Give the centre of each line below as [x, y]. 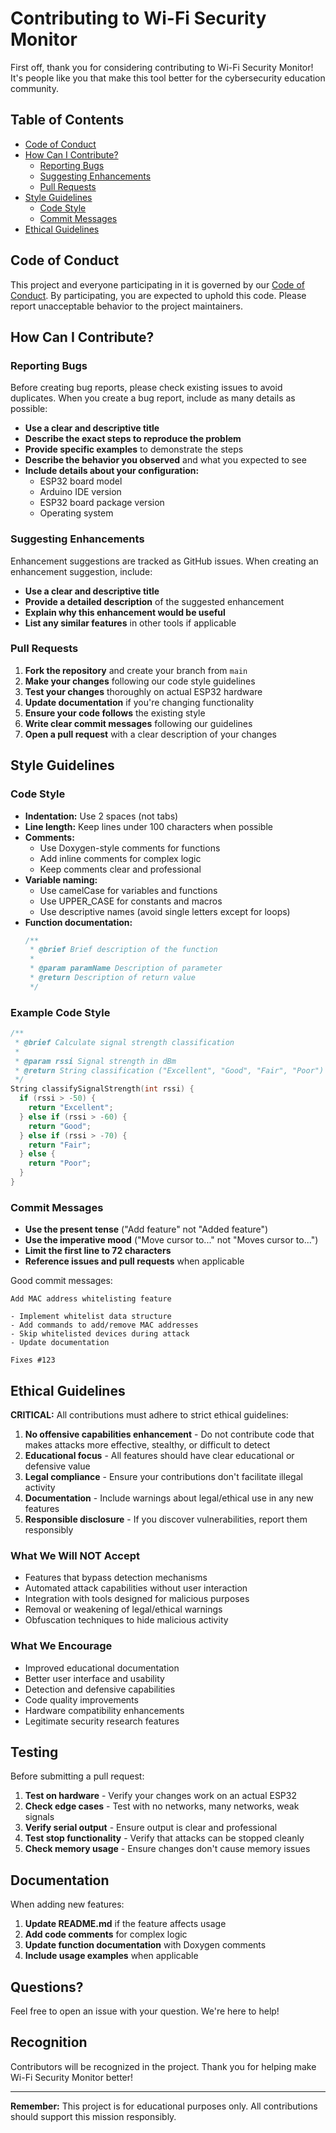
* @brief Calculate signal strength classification [124, 1042]
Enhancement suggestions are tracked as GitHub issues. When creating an [164, 561]
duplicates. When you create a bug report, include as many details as [153, 398]
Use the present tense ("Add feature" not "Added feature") [146, 1229]
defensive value [57, 1466]
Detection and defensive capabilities [100, 1689]
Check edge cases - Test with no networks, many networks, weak [162, 1806]
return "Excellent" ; [71, 1108]
